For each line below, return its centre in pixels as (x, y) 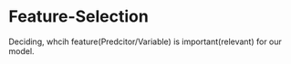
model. (21, 50)
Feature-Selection (79, 17)
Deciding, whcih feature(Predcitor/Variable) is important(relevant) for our (145, 41)
